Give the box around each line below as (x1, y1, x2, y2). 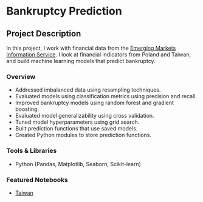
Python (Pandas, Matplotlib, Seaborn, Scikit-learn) (15, 160, 142, 167)
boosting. (15, 106, 40, 113)
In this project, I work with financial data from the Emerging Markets (6, 44, 176, 52)
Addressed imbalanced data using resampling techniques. (15, 86, 161, 93)
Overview (6, 72, 36, 81)
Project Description (6, 29, 81, 39)
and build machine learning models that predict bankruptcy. (6, 58, 156, 64)
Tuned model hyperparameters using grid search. (15, 118, 140, 126)
